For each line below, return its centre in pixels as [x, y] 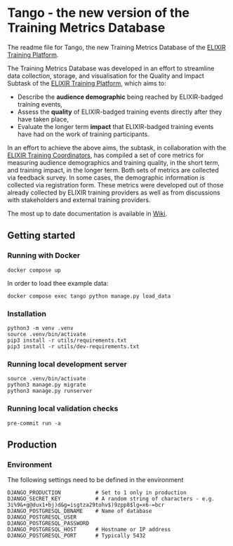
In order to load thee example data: [58, 283]
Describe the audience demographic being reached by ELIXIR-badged [120, 97]
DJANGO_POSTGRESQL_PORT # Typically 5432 [76, 536]
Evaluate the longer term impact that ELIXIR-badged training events [115, 126]
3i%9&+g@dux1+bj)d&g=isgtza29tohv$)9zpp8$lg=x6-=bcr [86, 505]
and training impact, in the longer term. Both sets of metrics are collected [113, 170]
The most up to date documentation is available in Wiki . [87, 213]
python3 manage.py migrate [47, 385]
